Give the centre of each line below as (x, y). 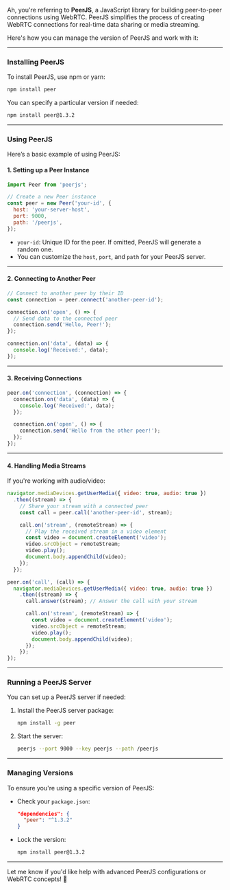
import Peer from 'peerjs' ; (47, 185)
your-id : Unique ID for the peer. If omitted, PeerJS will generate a (109, 242)
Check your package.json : (53, 801)
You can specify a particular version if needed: (73, 103)
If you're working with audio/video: (56, 481)
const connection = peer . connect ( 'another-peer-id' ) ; (86, 299)
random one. (35, 249)
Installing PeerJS (36, 62)
